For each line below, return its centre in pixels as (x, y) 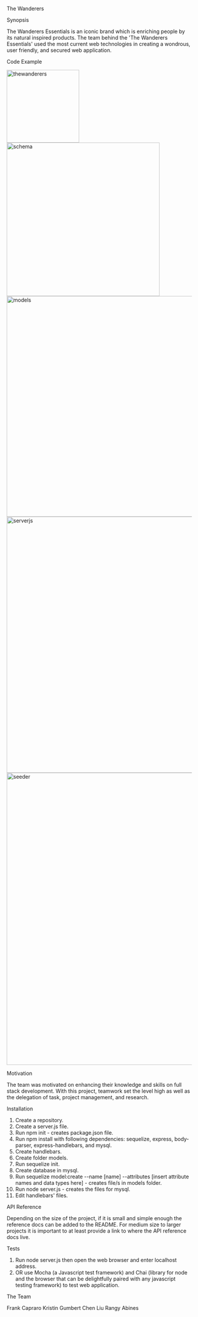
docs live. (18, 1237)
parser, (24, 1145)
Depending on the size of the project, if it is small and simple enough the (94, 1218)
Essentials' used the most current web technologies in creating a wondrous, (98, 44)
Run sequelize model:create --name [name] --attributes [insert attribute (102, 1177)
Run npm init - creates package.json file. (64, 1133)
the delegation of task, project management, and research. (78, 1097)
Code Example (24, 62)
